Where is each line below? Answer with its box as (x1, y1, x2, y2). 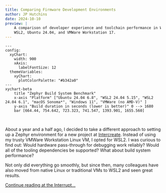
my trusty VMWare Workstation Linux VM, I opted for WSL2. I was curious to (5, 137, 161, 143)
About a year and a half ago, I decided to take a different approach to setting (5, 127, 161, 132)
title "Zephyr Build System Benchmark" (14, 91, 96, 96)
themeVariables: (9, 69, 43, 74)
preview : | (5, 21, 28, 26)
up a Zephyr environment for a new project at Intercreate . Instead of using (5, 131, 156, 137)
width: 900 (14, 57, 37, 62)
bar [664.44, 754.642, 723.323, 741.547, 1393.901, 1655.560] (14, 108, 145, 113)
